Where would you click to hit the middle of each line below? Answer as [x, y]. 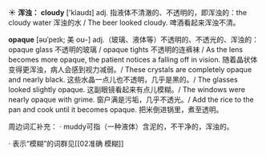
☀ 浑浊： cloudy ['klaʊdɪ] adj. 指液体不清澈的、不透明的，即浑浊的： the [127, 12]
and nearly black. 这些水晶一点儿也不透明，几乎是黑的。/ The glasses [123, 80]
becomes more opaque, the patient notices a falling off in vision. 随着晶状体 [133, 60]
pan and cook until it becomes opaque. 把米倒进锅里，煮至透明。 [116, 110]
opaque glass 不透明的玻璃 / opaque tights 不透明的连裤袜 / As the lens [125, 50]
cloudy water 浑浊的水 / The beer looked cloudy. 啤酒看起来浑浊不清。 [124, 22]
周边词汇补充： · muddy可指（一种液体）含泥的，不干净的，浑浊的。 [121, 126]
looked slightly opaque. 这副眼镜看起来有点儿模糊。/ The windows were [127, 90]
